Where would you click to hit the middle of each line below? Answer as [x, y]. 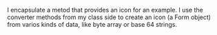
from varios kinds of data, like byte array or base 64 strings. [92, 24]
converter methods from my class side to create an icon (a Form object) [109, 17]
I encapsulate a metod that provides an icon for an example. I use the [105, 10]
